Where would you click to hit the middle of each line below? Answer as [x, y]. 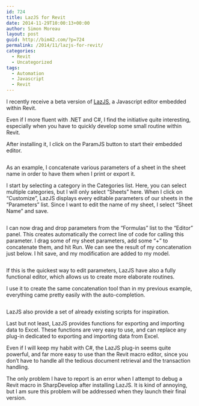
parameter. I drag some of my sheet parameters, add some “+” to [87, 241]
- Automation [28, 73]
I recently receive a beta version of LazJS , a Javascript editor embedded [96, 102]
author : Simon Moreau [33, 29]
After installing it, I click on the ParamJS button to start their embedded [94, 144]
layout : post [23, 34]
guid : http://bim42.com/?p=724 [45, 40]
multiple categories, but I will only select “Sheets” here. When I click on [94, 192]
